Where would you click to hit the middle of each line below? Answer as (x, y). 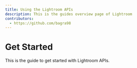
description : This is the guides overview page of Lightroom (69, 14)
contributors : (20, 18)
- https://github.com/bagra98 (40, 23)
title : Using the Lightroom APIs (39, 9)
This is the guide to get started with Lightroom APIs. (57, 61)
